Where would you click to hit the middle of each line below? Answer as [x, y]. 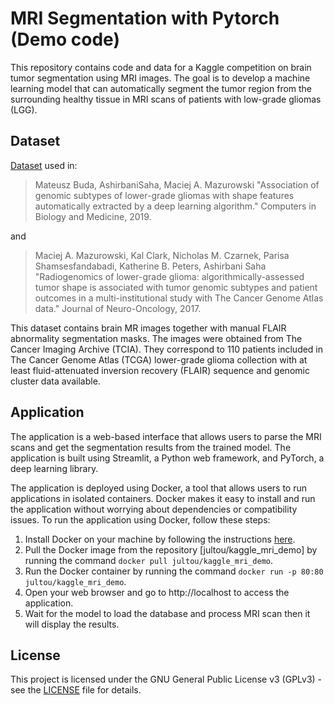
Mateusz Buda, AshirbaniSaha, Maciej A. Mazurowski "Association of [177, 184]
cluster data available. [55, 381]
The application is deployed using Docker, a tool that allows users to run [159, 488]
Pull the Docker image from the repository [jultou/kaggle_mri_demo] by [171, 549]
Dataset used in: [44, 165]
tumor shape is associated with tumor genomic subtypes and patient [176, 287]
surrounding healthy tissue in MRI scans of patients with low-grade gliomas [166, 99]
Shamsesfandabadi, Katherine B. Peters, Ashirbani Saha [150, 266]
